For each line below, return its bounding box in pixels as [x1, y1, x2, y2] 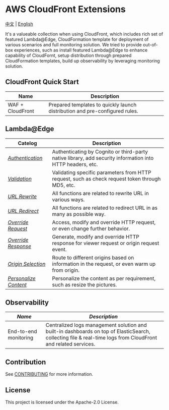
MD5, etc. [52, 182, 75, 189]
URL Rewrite [8, 193, 37, 200]
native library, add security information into [52, 154, 154, 161]
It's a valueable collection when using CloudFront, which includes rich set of [5, 31, 163, 37]
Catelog [18, 140, 37, 147]
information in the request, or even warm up [52, 260, 156, 267]
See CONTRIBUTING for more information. [5, 371, 94, 377]
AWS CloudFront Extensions [5, 4, 126, 15]
